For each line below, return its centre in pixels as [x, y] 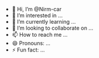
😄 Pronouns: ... [31, 43]
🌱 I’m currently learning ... [44, 22]
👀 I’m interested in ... [37, 15]
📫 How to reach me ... [40, 35]
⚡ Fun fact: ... [28, 50]
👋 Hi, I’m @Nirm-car [37, 9]
